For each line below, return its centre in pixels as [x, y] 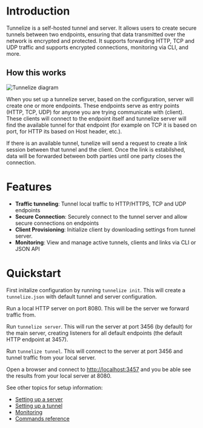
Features [29, 187]
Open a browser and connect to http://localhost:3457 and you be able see [99, 369]
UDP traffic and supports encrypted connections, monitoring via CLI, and [98, 47]
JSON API [28, 249]
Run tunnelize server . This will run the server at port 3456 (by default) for [99, 326]
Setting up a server [39, 399]
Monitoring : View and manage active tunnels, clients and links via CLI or [105, 242]
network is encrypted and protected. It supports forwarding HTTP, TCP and [101, 41]
